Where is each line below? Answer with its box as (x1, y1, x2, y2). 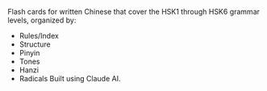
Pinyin (19, 48, 40, 57)
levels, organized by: (7, 15, 77, 25)
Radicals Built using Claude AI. (19, 74, 121, 83)
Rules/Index (19, 31, 60, 40)
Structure (19, 39, 51, 49)
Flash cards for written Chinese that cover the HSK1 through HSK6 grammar (7, 7, 260, 16)
